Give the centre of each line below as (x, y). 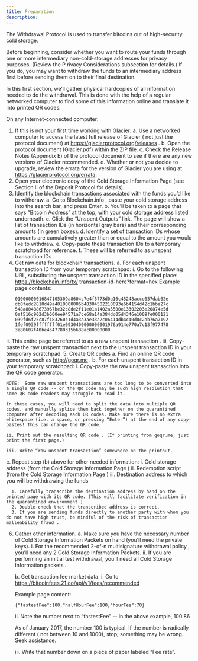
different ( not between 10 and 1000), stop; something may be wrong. (99, 634)
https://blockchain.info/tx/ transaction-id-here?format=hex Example (97, 282)
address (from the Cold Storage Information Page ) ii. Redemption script (94, 468)
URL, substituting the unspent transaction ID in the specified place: (96, 275)
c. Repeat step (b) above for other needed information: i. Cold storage (91, 462)
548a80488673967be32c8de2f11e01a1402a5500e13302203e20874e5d (92, 309)
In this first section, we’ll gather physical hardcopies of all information (91, 88)
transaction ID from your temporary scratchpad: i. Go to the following (99, 269)
